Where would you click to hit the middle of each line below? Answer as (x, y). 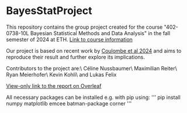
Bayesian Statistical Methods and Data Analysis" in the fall (100, 33)
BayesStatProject (49, 11)
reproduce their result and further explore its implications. (75, 57)
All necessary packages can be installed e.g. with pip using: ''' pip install (93, 97)
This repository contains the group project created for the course (84, 27)
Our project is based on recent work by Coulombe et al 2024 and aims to (94, 50)
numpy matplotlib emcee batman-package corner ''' (69, 103)
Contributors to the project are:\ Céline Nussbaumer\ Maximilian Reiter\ (91, 68)
